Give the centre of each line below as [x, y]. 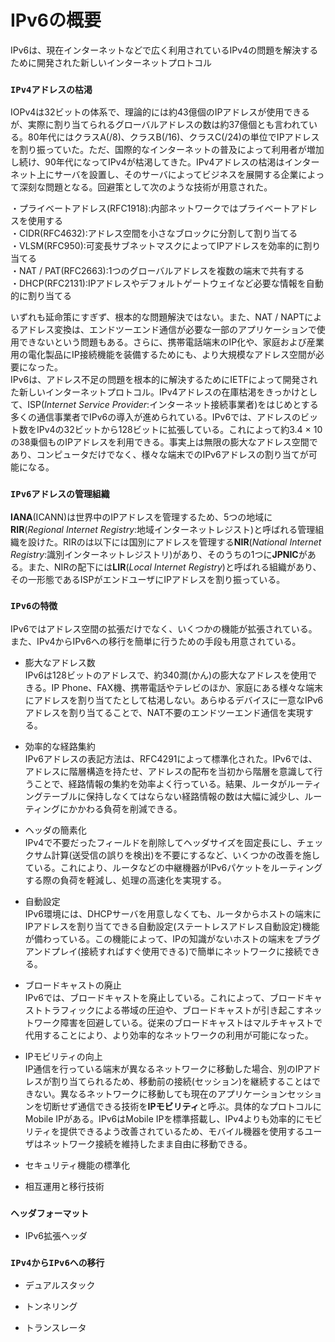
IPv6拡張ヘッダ [56, 1236]
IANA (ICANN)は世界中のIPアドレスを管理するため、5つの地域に [141, 517]
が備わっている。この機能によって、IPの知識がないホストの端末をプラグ [172, 938]
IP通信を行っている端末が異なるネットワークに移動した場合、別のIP [164, 1068]
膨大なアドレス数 [60, 662]
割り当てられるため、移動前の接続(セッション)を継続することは [182, 1081]
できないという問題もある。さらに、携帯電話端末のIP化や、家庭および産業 [171, 342]
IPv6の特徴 [34, 606]
